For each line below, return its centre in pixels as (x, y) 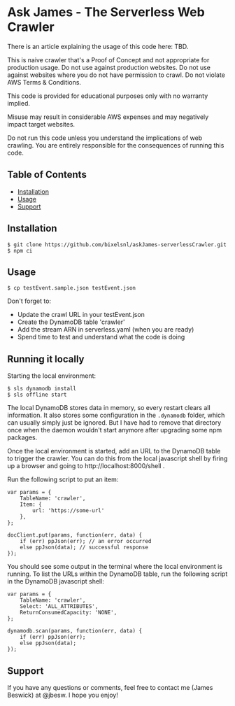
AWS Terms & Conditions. (44, 82)
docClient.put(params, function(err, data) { (74, 535)
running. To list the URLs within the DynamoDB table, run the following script (117, 574)
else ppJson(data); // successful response (84, 548)
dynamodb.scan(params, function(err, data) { (74, 631)
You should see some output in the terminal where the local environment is (115, 567)
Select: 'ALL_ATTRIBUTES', (59, 607)
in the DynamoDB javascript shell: (56, 581)
